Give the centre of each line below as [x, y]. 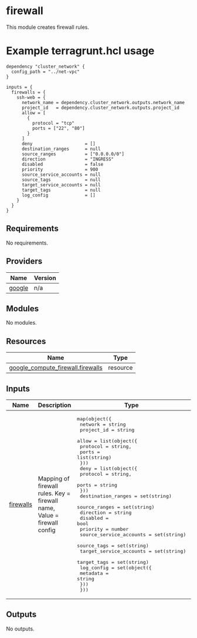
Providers [24, 261]
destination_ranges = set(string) [126, 496]
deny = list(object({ [109, 468]
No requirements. [27, 243]
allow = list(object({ [107, 441]
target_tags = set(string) [113, 562]
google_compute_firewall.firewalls [56, 368]
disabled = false [62, 164]
